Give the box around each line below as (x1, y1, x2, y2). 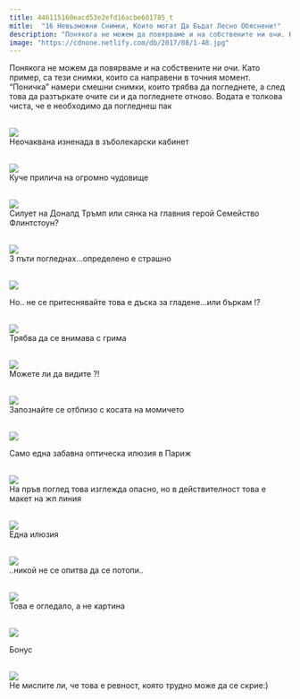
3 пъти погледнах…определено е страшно (9, 253, 171, 264)
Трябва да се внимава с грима (9, 333, 127, 344)
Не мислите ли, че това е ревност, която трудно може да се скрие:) (9, 680, 269, 691)
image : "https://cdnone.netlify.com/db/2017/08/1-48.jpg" (9, 38, 229, 47)
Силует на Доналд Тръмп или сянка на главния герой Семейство (9, 208, 260, 219)
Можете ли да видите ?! (9, 369, 100, 379)
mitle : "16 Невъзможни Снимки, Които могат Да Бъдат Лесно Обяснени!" (9, 21, 281, 30)
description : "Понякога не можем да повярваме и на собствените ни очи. (9, 30, 286, 38)
